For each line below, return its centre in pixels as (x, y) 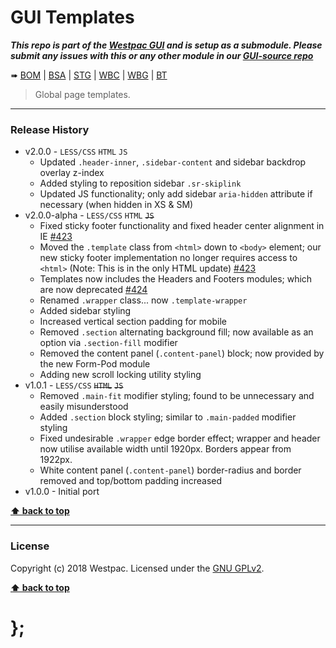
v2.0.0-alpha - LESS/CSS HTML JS (89, 215)
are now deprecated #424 (93, 290)
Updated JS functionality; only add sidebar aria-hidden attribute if (176, 194)
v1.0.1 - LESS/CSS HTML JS (74, 385)
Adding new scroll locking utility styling (120, 375)
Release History (50, 129)
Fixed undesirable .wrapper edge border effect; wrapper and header (180, 438)
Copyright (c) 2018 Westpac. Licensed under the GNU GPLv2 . (137, 568)
